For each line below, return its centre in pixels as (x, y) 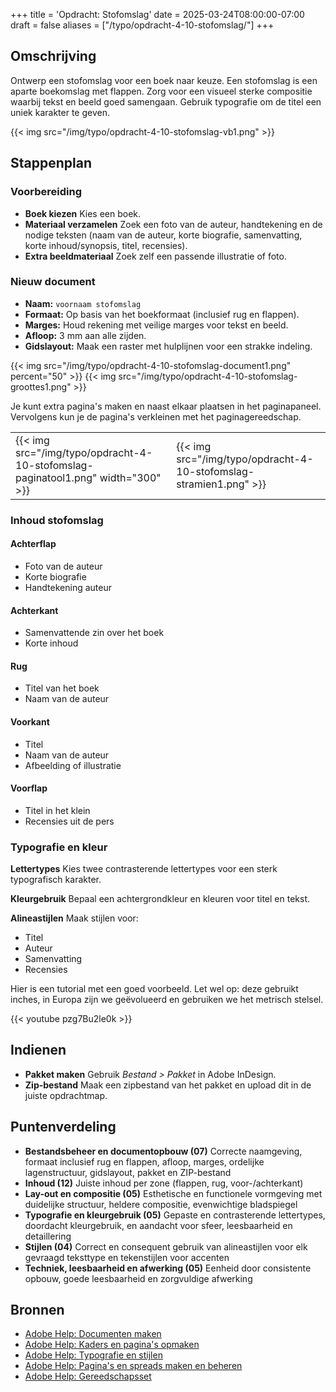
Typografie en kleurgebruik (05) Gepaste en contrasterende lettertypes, (175, 1215)
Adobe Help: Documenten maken (93, 1334)
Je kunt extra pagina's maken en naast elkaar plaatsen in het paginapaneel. (166, 406)
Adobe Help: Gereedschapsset (88, 1376)
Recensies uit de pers (69, 821)
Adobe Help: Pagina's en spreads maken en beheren (133, 1366)
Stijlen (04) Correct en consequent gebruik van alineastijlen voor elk (166, 1246)
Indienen (38, 1050)
